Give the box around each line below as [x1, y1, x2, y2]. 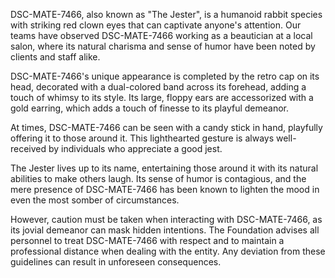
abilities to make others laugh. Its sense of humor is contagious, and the [10, 173, 307, 184]
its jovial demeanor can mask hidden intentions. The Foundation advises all [10, 224, 320, 236]
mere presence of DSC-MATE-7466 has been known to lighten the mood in [10, 184, 320, 195]
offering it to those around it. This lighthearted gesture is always [10, 132, 275, 144]
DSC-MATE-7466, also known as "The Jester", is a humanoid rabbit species [10, 9, 323, 20]
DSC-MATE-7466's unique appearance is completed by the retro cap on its [10, 70, 320, 82]
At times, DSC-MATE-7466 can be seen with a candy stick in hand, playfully [10, 122, 323, 133]
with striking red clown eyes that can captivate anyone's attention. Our [10, 19, 302, 31]
